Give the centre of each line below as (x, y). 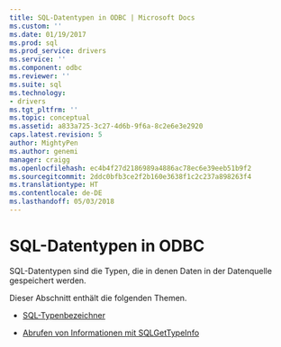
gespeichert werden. (48, 280)
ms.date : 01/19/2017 (48, 34)
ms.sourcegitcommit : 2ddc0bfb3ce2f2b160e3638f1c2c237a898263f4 (131, 176)
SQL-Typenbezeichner (64, 315)
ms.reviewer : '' (40, 76)
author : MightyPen (44, 143)
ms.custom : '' (36, 26)
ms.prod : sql (34, 43)
